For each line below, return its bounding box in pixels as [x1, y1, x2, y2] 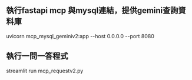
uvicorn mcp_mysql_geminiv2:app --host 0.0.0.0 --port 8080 [6, 32, 154, 39]
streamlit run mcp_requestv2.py [6, 67, 84, 74]
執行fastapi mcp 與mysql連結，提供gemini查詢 [6, 5, 178, 16]
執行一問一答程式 [6, 51, 68, 61]
